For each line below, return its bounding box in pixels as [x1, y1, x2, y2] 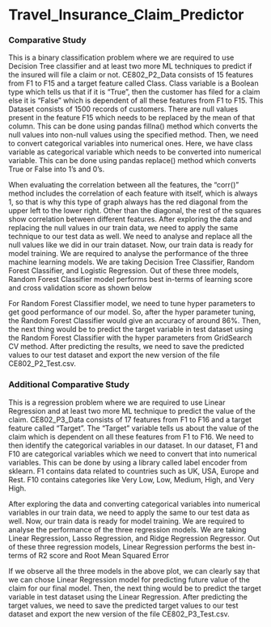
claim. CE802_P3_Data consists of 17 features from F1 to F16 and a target [8, 414, 252, 424]
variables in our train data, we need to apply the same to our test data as [8, 507, 250, 517]
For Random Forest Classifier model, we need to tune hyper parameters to [8, 299, 256, 309]
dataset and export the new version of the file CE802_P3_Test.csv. [8, 608, 231, 619]
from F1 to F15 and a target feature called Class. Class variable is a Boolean [8, 78, 259, 88]
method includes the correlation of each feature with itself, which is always [8, 188, 258, 199]
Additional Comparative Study [8, 379, 130, 390]
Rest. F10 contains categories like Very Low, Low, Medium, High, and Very [8, 474, 255, 484]
